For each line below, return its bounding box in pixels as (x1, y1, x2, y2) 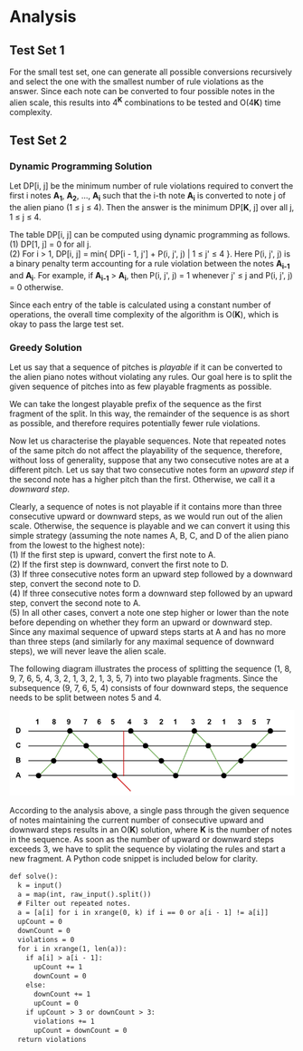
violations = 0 (17, 935, 75, 944)
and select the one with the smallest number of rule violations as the (9, 76, 264, 87)
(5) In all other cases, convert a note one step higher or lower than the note (9, 608, 289, 618)
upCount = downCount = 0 (33, 1026, 128, 1035)
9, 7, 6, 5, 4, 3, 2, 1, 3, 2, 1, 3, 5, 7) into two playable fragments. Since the (9, 673, 279, 684)
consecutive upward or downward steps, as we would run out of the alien (9, 511, 283, 522)
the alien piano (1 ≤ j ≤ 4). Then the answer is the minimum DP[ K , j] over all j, (9, 202, 295, 213)
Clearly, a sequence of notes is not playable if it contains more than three (9, 501, 282, 512)
